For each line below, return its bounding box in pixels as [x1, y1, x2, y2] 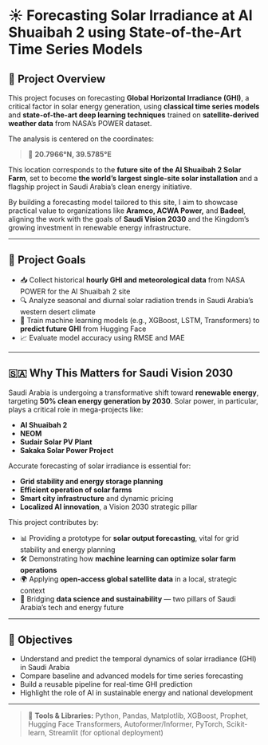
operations [19, 565, 57, 574]
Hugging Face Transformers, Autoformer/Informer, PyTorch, [27, 719, 225, 729]
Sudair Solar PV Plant [19, 437, 93, 447]
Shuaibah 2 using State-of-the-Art [8, 23, 242, 41]
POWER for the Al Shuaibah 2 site [19, 286, 131, 296]
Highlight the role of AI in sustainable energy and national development [19, 688, 254, 698]
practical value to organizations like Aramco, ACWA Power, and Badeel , [8, 206, 246, 215]
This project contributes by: [8, 517, 100, 526]
